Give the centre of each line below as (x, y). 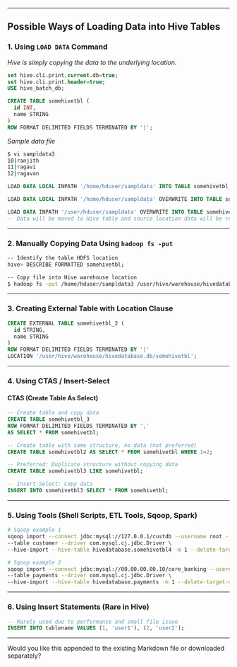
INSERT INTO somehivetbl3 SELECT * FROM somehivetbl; (88, 491)
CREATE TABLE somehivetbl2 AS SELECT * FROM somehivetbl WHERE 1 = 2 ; (110, 452)
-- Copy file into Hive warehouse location (72, 277)
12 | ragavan (23, 174)
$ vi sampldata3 (31, 154)
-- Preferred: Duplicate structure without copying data (93, 465)
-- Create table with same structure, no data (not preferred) (102, 445)
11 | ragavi (22, 167)
